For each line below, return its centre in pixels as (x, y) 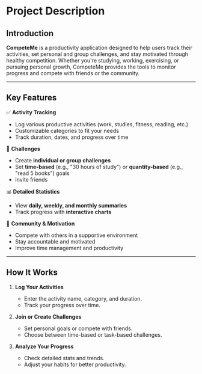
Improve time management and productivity (69, 248)
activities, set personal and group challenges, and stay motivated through (97, 54)
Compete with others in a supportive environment (76, 235)
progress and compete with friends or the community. (73, 73)
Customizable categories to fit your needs (67, 130)
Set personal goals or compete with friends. (78, 328)
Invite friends (31, 179)
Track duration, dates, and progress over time (72, 137)
